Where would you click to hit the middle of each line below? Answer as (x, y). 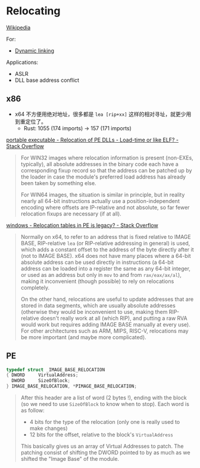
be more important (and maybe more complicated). (84, 337)
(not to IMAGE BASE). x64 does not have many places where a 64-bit (106, 255)
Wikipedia (18, 27)
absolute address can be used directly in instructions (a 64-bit (97, 262)
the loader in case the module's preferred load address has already (103, 177)
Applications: (22, 62)
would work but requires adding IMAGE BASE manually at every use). (105, 324)
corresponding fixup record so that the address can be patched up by (106, 170)
